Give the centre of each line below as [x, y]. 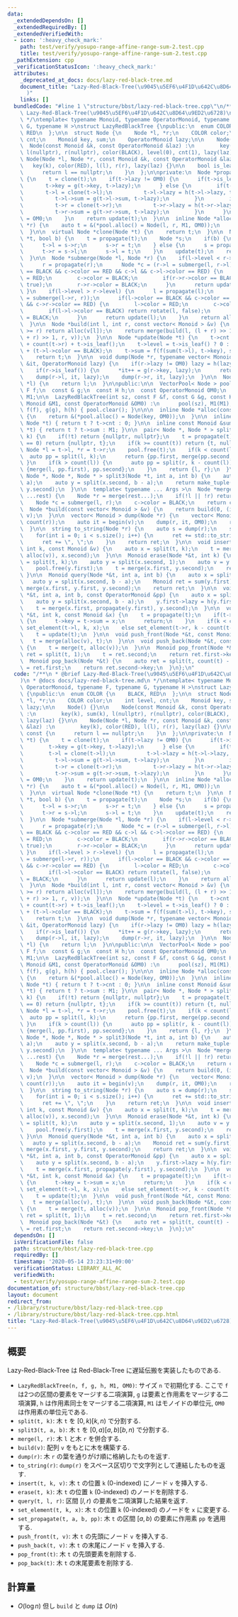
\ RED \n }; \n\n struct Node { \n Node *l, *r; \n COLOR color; [125, 133]
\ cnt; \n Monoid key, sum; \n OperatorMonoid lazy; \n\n [112, 139]
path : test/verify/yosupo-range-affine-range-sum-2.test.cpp [112, 47]
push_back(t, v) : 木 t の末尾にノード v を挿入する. [91, 1545]
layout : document [33, 1295]
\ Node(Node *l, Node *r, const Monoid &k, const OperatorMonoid [119, 159]
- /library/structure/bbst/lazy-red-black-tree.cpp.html [93, 1314]
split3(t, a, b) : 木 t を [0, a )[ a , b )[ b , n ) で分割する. [93, 1430]
